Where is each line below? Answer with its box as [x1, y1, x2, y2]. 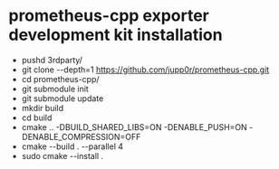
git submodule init [21, 83, 90, 94]
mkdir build [21, 102, 64, 113]
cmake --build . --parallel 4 [21, 141, 124, 152]
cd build [21, 112, 53, 123]
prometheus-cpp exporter [8, 5, 210, 26]
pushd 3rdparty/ [21, 54, 83, 65]
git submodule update [21, 92, 104, 104]
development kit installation [8, 24, 223, 45]
